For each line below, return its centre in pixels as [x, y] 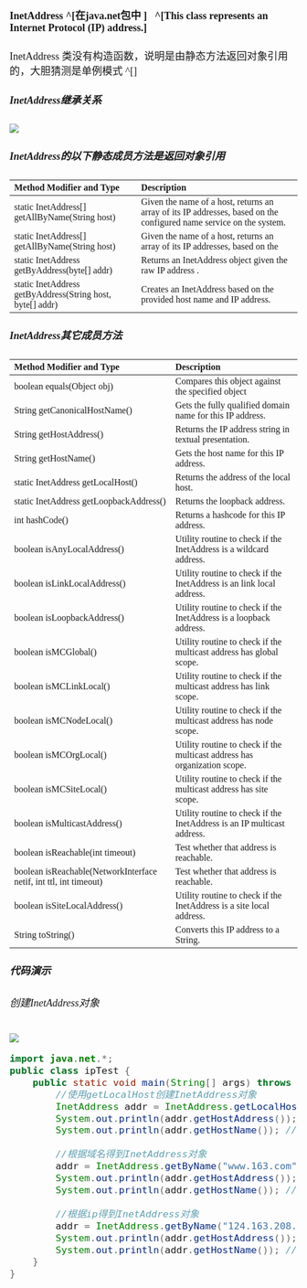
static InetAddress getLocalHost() [76, 482]
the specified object [211, 391]
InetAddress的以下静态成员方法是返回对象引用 [117, 156]
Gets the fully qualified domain [233, 405]
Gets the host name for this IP [229, 452]
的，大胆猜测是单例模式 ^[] [73, 71]
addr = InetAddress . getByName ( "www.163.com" [176, 1166]
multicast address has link [222, 686]
